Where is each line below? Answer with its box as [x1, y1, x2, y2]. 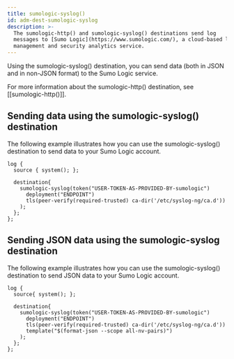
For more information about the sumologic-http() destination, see [7, 83, 194, 91]
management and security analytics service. [13, 43, 145, 49]
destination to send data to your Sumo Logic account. [7, 147, 162, 155]
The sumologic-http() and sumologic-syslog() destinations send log [13, 29, 217, 37]
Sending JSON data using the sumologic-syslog [7, 234, 220, 246]
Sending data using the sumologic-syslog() [7, 110, 200, 122]
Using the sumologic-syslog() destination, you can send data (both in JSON [7, 62, 224, 70]
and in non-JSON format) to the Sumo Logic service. [7, 69, 158, 77]
